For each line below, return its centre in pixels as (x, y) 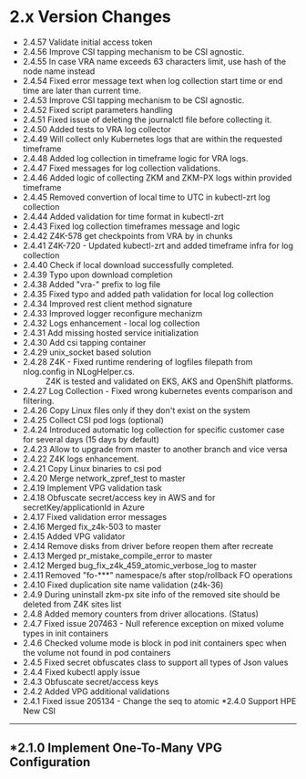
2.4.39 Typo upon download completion (97, 275)
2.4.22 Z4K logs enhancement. (81, 459)
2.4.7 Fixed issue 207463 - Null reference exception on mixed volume (153, 623)
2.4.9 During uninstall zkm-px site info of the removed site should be (151, 594)
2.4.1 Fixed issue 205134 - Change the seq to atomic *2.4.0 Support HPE (159, 701)
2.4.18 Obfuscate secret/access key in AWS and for (119, 497)
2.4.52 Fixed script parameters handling (97, 109)
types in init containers (66, 633)
